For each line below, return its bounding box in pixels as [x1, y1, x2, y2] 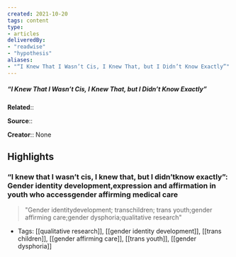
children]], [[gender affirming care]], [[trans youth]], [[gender [17, 234, 197, 243]
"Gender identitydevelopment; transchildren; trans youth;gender [24, 206, 213, 215]
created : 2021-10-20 [7, 10, 69, 18]
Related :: [7, 103, 34, 111]
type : [7, 23, 23, 30]
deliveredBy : [7, 37, 46, 44]
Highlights [7, 150, 55, 163]
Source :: [7, 116, 33, 125]
